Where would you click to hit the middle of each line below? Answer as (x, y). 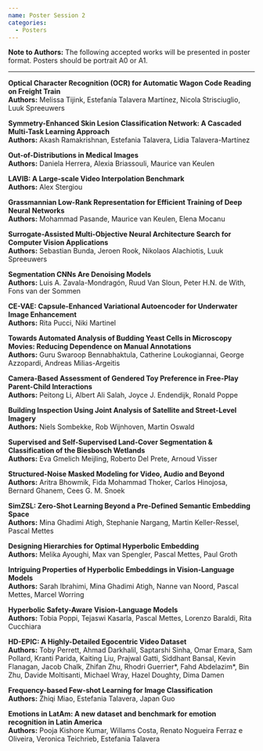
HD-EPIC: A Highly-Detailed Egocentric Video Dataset (97, 642)
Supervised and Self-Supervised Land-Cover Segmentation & (110, 442)
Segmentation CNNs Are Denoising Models (79, 275)
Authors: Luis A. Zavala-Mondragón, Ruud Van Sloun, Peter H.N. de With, (127, 283)
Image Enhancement (42, 315)
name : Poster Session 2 (47, 15)
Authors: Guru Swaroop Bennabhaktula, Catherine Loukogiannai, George (126, 355)
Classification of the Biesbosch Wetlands (77, 450)
